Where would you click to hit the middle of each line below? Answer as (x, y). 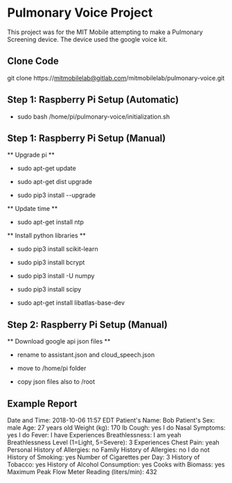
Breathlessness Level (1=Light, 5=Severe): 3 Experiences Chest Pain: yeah (113, 442)
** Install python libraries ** (47, 236)
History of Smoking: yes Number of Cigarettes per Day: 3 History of (104, 457)
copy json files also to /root (56, 382)
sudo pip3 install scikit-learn (57, 249)
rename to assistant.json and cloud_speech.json (86, 355)
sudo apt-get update (46, 169)
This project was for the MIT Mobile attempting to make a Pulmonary (105, 32)
